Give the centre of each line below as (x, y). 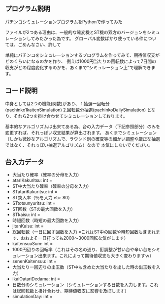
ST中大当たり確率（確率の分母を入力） (52, 186)
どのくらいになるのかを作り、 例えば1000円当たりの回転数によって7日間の (81, 61)
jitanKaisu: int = (28, 226)
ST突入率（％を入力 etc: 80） (42, 198)
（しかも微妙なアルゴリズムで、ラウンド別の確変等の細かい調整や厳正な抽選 (83, 139)
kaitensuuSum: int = (33, 244)
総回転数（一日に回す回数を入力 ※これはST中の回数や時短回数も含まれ (84, 232)
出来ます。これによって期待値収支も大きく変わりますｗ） (96, 256)
